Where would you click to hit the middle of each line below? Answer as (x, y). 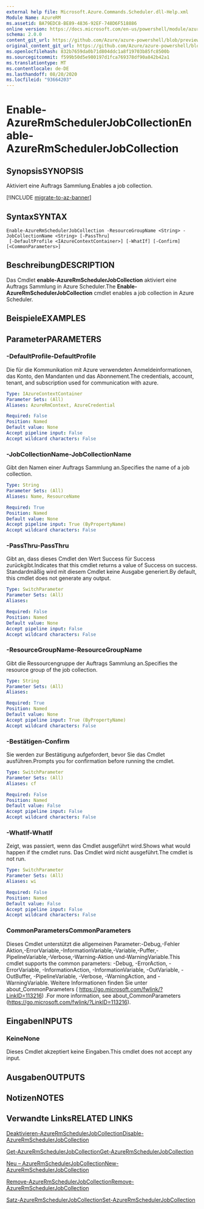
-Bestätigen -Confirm (38, 741)
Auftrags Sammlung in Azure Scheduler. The (61, 286)
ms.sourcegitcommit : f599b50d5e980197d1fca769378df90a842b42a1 (88, 57)
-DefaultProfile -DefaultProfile (51, 357)
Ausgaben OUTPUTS (46, 1077)
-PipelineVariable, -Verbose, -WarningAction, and (95, 976)
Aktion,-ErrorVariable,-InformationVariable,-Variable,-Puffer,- (83, 950)
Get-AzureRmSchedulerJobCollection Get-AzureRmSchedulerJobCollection (100, 1151)
